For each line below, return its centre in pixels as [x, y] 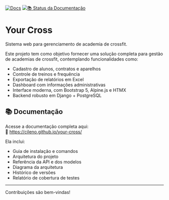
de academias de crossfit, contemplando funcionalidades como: [72, 59]
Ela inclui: [15, 141]
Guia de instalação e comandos [45, 151]
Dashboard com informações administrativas [59, 85]
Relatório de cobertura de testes [46, 177]
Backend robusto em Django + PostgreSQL [57, 95]
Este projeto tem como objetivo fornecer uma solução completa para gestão [84, 54]
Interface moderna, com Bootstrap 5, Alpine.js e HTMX [69, 90]
